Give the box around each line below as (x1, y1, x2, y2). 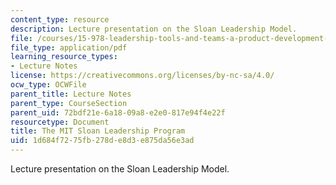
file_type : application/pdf (10, 42, 128, 53)
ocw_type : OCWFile (10, 80, 87, 90)
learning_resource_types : (10, 52, 118, 62)
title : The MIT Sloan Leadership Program (10, 126, 186, 136)
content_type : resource (10, 14, 110, 25)
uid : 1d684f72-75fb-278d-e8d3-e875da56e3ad (10, 136, 195, 146)
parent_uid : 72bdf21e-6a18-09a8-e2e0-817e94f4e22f (10, 107, 226, 118)
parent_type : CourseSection (10, 98, 128, 108)
